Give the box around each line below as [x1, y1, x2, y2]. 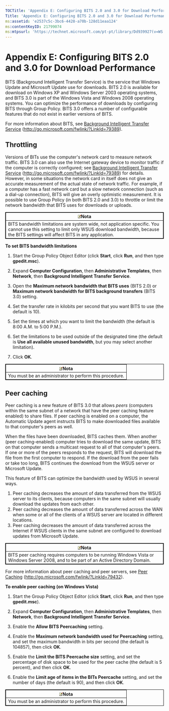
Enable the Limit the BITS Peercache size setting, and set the [12, 654, 141, 660]
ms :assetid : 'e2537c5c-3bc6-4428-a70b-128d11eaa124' [5, 19, 118, 24]
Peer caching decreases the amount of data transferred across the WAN [12, 506, 163, 512]
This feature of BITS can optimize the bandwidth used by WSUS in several [5, 475, 159, 481]
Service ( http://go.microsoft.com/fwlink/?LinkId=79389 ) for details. [5, 170, 145, 176]
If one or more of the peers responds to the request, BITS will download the [5, 450, 162, 456]
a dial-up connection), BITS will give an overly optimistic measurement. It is [5, 191, 161, 197]
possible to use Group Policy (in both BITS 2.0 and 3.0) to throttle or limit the [5, 197, 163, 203]
